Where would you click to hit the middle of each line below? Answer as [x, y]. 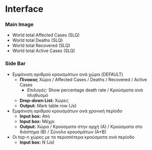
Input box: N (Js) [37, 142]
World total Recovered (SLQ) [41, 46]
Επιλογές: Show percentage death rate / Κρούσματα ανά [85, 90]
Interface [24, 9]
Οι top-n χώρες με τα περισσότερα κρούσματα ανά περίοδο [73, 137]
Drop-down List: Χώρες [44, 100]
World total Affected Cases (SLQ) [46, 35]
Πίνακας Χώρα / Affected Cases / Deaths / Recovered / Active [83, 79]
